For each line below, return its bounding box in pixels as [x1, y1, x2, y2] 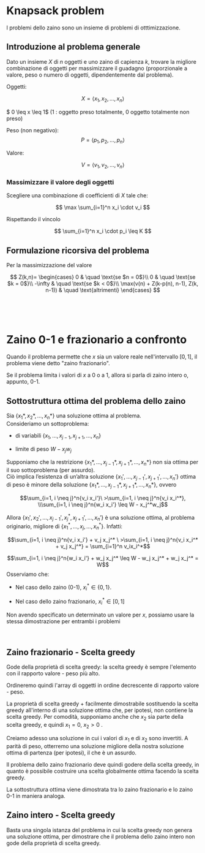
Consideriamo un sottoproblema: [6, 420, 89, 427]
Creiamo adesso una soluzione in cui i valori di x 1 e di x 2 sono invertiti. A [6, 735, 188, 743]
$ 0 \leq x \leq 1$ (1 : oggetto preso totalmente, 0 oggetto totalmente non [6, 108, 190, 115]
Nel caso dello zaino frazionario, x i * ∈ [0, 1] [15, 597, 125, 607]
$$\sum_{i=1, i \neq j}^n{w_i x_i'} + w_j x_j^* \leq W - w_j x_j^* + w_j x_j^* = [7, 554, 199, 561]
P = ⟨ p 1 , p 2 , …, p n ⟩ [80, 136, 125, 145]
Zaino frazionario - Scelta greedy [6, 647, 136, 658]
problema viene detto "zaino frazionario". [6, 360, 110, 367]
